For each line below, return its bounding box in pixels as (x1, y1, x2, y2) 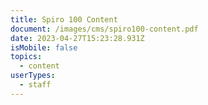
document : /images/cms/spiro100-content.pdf (10, 24, 199, 34)
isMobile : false (10, 42, 78, 53)
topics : (10, 52, 43, 62)
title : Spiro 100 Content (10, 14, 118, 25)
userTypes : (10, 71, 56, 81)
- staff (19, 80, 52, 90)
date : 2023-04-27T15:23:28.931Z (10, 33, 145, 43)
